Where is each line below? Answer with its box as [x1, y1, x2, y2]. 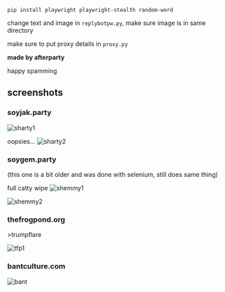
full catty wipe [7, 183, 48, 192]
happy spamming [7, 67, 57, 75]
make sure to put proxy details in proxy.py [7, 40, 128, 48]
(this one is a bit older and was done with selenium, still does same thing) [7, 170, 219, 178]
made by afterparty [7, 53, 65, 61]
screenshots [7, 87, 64, 99]
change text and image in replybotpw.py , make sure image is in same [7, 19, 206, 27]
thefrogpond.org [7, 215, 66, 224]
